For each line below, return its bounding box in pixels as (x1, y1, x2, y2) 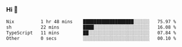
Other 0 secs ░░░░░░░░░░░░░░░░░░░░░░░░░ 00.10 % (6, 35, 177, 41)
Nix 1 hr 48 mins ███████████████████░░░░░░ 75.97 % (6, 19, 177, 25)
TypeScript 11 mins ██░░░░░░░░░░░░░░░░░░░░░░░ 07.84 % (6, 30, 177, 36)
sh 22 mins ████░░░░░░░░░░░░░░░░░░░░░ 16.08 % (6, 24, 177, 30)
